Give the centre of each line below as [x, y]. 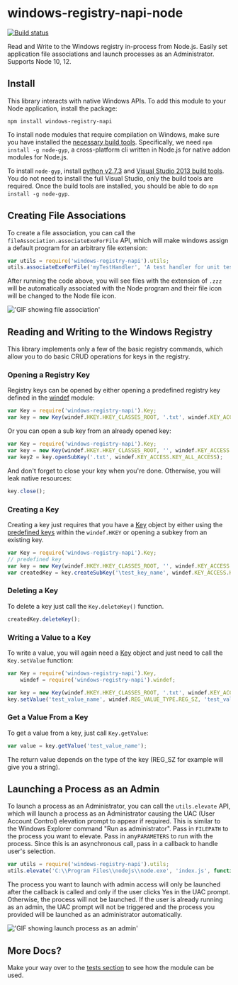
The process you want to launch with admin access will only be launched [114, 884]
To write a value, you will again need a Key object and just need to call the [115, 653]
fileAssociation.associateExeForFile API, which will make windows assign [118, 240]
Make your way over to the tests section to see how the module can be [111, 967]
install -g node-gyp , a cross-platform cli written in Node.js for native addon [119, 150]
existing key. [25, 539]
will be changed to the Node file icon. [62, 296]
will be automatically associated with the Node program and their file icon [114, 288]
